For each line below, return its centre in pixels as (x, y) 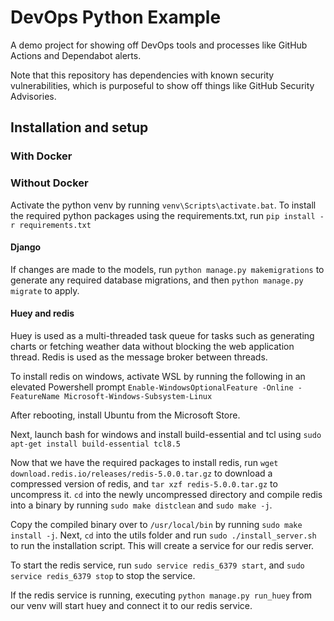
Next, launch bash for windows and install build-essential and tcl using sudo (166, 434)
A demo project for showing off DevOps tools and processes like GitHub (159, 45)
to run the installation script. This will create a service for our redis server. (162, 545)
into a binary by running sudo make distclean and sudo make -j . (141, 505)
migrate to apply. (45, 290)
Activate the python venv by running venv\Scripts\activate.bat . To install (163, 205)
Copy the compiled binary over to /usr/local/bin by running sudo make (156, 524)
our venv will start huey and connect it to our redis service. (131, 605)
